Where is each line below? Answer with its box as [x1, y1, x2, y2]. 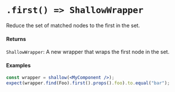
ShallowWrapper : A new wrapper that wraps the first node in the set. [6, 49, 170, 56]
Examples [6, 62, 31, 69]
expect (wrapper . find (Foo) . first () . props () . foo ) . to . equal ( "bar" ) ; [6, 80, 170, 86]
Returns [6, 35, 27, 42]
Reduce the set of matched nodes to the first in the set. [6, 22, 140, 29]
